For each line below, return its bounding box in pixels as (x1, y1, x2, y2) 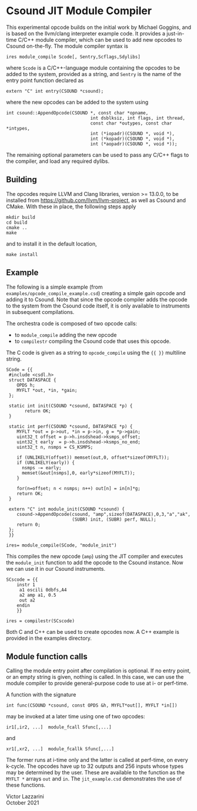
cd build (6, 220, 28, 225)
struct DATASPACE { (8, 377, 57, 383)
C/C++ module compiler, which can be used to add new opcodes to (18, 36, 182, 43)
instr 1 (16, 581, 35, 588)
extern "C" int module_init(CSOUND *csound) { (8, 506, 125, 512)
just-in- (166, 30, 185, 37)
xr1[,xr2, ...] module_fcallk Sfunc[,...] (6, 746, 115, 752)
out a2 (19, 597, 35, 603)
